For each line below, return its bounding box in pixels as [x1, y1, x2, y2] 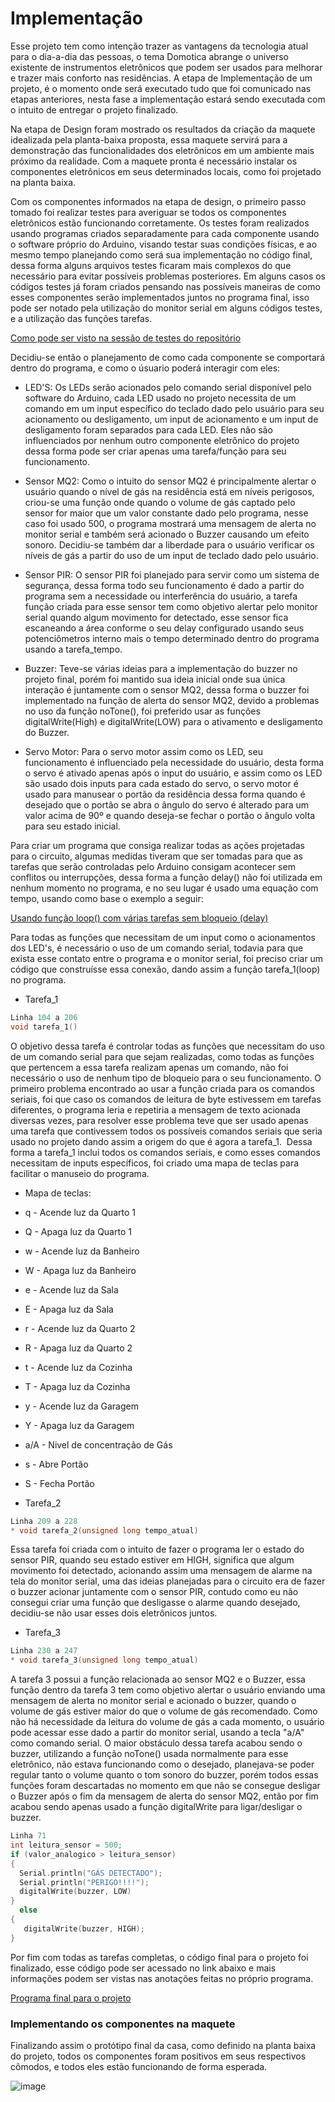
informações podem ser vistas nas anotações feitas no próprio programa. [10, 1972, 314, 1984]
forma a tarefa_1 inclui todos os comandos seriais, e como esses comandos [10, 1146, 321, 1158]
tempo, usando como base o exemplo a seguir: [10, 892, 204, 904]
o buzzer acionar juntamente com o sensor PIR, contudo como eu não [10, 1586, 299, 1598]
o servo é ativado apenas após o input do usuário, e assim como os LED [24, 767, 323, 779]
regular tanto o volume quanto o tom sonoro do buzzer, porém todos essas [10, 1769, 319, 1781]
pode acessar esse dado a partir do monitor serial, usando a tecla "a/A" [10, 1727, 305, 1739]
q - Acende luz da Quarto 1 [24, 1206, 136, 1218]
